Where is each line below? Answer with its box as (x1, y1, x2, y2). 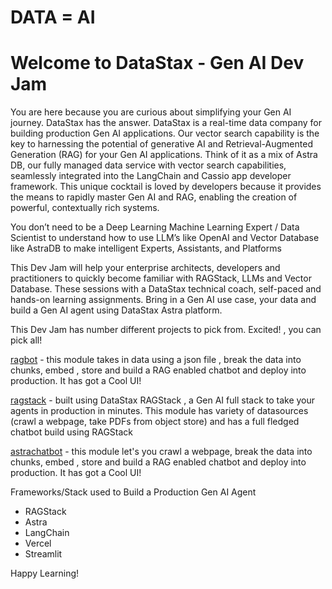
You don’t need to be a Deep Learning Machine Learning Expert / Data (10, 221, 300, 233)
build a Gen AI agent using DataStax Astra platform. (10, 304, 223, 316)
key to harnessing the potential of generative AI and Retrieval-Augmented (10, 138, 313, 150)
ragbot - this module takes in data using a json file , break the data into (10, 354, 302, 366)
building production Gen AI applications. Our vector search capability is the (10, 127, 320, 140)
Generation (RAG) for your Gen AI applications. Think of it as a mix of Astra (10, 149, 318, 161)
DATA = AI (10, 6, 96, 29)
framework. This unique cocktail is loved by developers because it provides (10, 181, 322, 193)
